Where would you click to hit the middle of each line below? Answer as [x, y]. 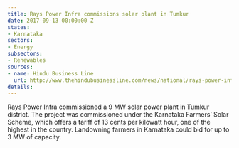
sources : [20, 67]
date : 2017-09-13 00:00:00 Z [51, 21]
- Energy [20, 47]
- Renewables [27, 60]
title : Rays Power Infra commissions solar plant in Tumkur [99, 14]
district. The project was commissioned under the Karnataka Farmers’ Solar [118, 115]
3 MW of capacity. [34, 137]
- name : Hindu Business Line [51, 73]
